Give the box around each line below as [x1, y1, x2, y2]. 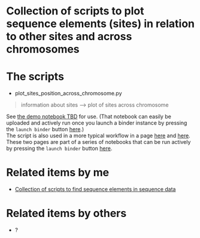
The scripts [6, 70, 65, 83]
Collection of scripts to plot [6, 4, 144, 18]
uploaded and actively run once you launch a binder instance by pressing [6, 119, 187, 126]
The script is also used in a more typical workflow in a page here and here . [6, 132, 190, 139]
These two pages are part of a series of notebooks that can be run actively [6, 138, 191, 146]
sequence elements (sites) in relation [6, 17, 195, 31]
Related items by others [6, 207, 127, 220]
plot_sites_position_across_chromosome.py [14, 90, 122, 97]
